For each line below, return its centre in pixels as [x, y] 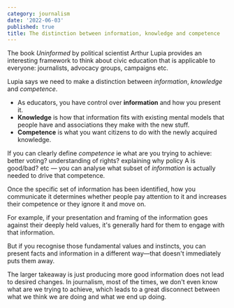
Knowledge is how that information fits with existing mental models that [121, 118]
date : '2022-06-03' [36, 20]
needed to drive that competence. [56, 176]
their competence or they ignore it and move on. [77, 204]
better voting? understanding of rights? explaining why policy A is [101, 161]
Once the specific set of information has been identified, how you [101, 189]
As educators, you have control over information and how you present [119, 103]
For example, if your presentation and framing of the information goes [108, 218]
